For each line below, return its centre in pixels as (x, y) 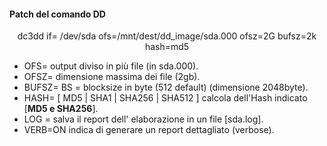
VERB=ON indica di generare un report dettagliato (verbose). (149, 130)
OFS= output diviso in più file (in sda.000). (111, 66)
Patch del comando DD (57, 14)
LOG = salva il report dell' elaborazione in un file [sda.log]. (143, 119)
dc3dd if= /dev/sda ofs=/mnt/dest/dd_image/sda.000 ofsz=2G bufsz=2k (167, 36)
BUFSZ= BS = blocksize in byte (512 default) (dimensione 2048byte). (166, 87)
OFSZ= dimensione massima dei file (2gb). (112, 77)
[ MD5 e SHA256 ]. (61, 109)
